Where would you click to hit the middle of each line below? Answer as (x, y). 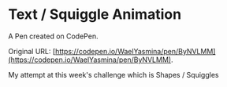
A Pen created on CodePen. (53, 36)
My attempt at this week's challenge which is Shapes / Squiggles (113, 74)
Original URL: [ (32, 51)
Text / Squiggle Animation (95, 14)
